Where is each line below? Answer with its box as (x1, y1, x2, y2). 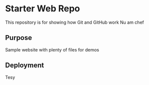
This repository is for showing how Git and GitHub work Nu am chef (5, 19, 145, 25)
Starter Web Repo (5, 3, 80, 14)
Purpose (5, 34, 32, 42)
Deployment (5, 61, 44, 70)
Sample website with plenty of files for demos (5, 46, 100, 52)
